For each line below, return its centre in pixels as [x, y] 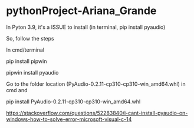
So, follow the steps [30, 38]
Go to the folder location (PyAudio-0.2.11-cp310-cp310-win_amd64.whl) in [96, 84]
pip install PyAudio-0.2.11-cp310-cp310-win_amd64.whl [73, 102]
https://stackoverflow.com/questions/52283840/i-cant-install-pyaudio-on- [97, 113]
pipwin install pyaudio [32, 72]
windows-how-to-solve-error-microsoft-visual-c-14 [69, 119]
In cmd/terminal [25, 50]
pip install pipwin [27, 61]
